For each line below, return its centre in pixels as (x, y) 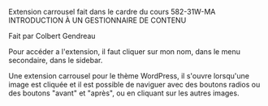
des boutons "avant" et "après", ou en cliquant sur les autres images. (124, 93)
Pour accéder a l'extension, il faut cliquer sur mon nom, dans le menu (125, 51)
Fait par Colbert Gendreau (52, 36)
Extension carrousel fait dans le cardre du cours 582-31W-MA (112, 12)
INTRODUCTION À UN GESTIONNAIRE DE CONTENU (97, 20)
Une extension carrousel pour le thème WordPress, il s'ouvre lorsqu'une (129, 76)
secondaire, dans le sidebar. (56, 60)
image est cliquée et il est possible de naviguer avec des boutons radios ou (134, 85)
